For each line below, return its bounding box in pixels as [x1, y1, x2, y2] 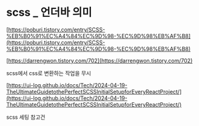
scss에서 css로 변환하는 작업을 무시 [6, 69, 92, 76]
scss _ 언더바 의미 [6, 5, 92, 19]
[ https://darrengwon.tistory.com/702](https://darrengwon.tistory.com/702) [6, 57, 193, 64]
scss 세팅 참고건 [6, 113, 46, 121]
